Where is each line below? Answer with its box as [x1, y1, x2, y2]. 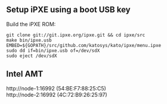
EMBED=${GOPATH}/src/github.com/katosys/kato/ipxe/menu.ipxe [6, 42, 162, 48]
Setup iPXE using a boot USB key [6, 5, 131, 15]
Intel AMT [6, 69, 44, 79]
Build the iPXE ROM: [6, 20, 56, 27]
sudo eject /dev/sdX [6, 53, 58, 59]
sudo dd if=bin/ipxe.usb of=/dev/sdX [6, 48, 100, 53]
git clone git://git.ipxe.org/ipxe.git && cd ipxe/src [6, 32, 146, 38]
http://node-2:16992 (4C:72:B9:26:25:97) [6, 91, 107, 98]
